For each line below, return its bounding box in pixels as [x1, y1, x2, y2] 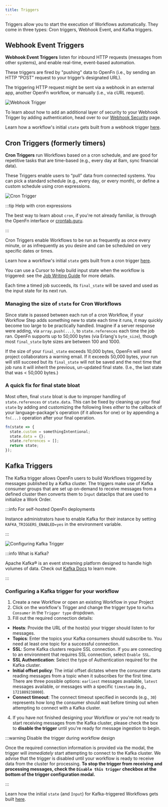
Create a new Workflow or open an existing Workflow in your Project [12, 599, 154, 605]
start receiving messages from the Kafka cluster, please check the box [12, 720, 158, 726]
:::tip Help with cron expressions [5, 203, 71, 209]
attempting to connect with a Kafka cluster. [12, 705, 101, 711]
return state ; [9, 443, 39, 448]
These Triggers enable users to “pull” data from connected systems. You [5, 173, 155, 179]
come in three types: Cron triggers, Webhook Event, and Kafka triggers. [5, 26, 153, 33]
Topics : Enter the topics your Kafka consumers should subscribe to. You [12, 636, 162, 642]
